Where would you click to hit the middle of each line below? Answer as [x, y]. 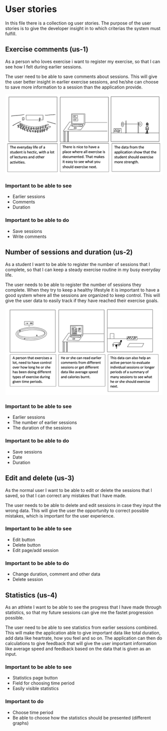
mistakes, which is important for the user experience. [60, 515]
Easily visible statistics [35, 688]
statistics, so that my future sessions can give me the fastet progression [79, 612]
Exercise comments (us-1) [47, 49]
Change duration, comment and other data [56, 574]
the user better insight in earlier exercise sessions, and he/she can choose [82, 81]
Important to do [24, 701]
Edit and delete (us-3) [40, 478]
